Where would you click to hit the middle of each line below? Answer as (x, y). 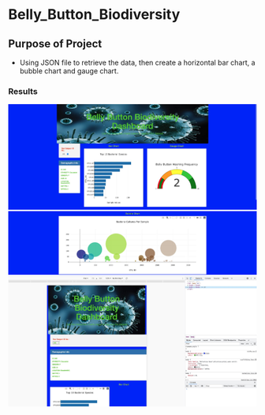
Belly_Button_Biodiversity (94, 15)
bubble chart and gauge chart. (69, 71)
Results (23, 91)
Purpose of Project (55, 44)
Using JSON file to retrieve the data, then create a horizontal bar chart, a (137, 62)
